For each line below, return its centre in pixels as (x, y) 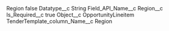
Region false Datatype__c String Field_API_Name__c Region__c (85, 8)
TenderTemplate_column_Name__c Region (59, 21)
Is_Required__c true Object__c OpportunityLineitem (70, 15)
